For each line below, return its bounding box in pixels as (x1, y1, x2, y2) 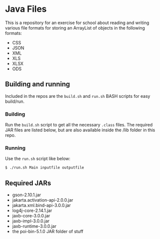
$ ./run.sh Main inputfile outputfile (5, 165, 84, 170)
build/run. (5, 98, 25, 104)
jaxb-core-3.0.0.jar (12, 213, 50, 219)
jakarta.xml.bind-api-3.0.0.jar (12, 203, 71, 209)
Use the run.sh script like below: (5, 156, 71, 162)
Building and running (5, 80, 70, 89)
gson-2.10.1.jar (12, 192, 42, 198)
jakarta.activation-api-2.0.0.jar (12, 197, 73, 203)
